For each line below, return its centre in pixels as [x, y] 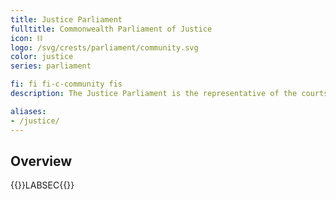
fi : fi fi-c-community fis [66, 84]
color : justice [42, 57]
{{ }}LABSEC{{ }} [42, 185]
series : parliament [51, 66]
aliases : [28, 111]
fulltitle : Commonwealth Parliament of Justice [111, 29]
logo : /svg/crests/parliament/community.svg [104, 47]
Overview [41, 161]
